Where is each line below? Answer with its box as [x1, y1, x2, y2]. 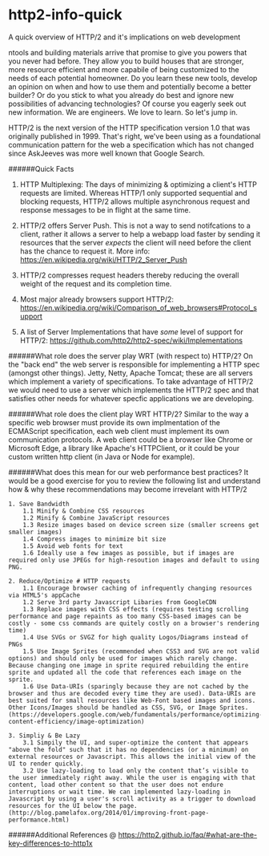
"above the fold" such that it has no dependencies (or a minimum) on [8, 745, 249, 753]
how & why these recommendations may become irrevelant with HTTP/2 [8, 484, 248, 494]
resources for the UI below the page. [8, 801, 138, 809]
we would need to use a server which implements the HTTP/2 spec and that [8, 385, 259, 395]
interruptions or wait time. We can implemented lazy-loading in [8, 788, 231, 796]
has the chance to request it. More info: [19, 246, 151, 256]
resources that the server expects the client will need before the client [19, 237, 251, 247]
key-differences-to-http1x [8, 838, 94, 848]
